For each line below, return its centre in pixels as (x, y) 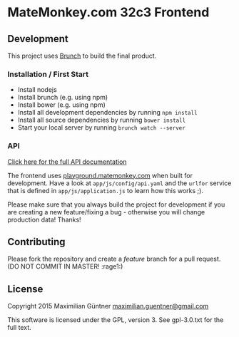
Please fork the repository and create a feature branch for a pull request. (114, 259)
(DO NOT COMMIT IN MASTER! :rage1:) (65, 266)
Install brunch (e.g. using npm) (63, 98)
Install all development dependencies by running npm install (107, 113)
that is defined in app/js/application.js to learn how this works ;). (105, 190)
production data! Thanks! (44, 219)
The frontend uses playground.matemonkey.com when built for (100, 175)
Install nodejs (37, 90)
